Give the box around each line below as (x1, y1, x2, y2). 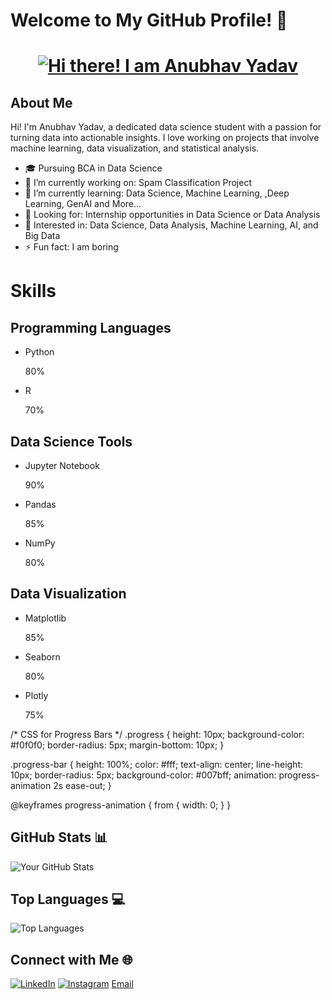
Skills (10, 280, 57, 303)
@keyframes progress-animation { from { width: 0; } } (10, 799, 232, 811)
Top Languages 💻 (10, 891, 126, 908)
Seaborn (24, 650, 61, 663)
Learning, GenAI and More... (24, 198, 142, 210)
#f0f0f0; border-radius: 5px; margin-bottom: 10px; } (10, 739, 225, 751)
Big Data (24, 230, 61, 242)
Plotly (24, 689, 49, 701)
